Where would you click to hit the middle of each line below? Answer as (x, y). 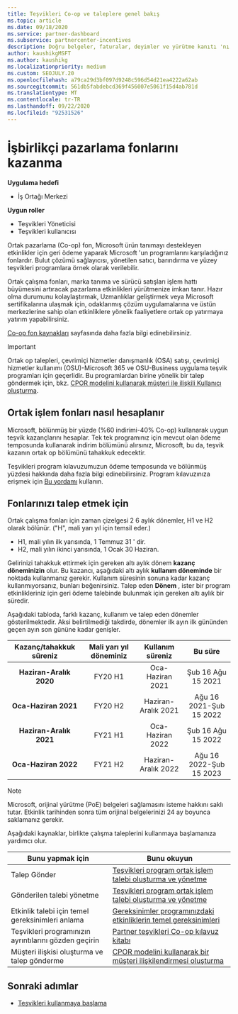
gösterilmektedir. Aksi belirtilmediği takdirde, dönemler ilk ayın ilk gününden (118, 622)
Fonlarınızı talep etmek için (68, 503)
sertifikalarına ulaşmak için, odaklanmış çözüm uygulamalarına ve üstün (112, 304)
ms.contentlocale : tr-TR (44, 100)
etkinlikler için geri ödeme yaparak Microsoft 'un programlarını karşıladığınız (118, 252)
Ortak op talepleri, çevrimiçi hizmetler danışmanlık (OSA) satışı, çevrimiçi (113, 360)
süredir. (18, 601)
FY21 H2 (109, 764)
